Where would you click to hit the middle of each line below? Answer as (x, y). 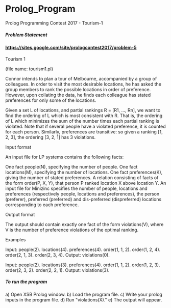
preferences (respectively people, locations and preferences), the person (82, 193)
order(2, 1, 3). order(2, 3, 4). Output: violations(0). (57, 255)
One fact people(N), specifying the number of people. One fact (71, 166)
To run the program (26, 282)
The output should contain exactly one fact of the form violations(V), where (84, 224)
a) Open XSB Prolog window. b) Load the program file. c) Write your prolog (84, 295)
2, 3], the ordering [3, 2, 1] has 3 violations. (51, 137)
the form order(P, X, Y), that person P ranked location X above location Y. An (86, 183)
